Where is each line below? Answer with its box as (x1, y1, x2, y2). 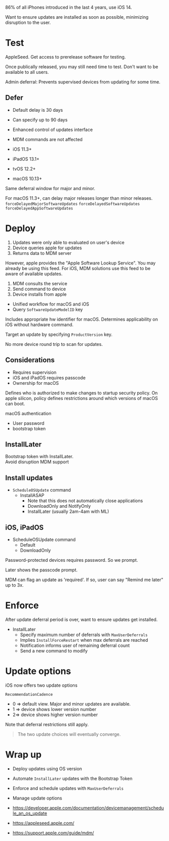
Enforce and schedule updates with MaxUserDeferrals (12, 785, 124, 791)
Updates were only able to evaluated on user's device (12, 239, 125, 245)
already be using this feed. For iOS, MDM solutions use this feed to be (5, 265, 151, 271)
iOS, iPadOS (5, 523, 44, 532)
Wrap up (5, 749, 42, 760)
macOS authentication (5, 410, 51, 416)
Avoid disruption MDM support (5, 459, 69, 465)
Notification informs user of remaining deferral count (20, 642, 130, 648)
